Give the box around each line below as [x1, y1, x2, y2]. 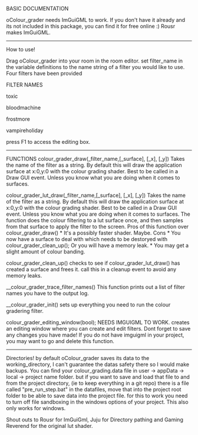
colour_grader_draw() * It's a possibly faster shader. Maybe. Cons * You [6, 229, 181, 236]
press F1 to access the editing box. [6, 139, 91, 145]
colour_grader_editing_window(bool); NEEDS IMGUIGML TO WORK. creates [6, 319, 190, 326]
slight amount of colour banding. [6, 248, 85, 255]
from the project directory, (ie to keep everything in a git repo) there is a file [6, 380, 190, 387]
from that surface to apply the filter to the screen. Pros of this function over [6, 223, 189, 230]
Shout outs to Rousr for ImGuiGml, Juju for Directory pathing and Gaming [6, 416, 184, 423]
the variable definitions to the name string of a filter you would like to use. [6, 64, 185, 70]
